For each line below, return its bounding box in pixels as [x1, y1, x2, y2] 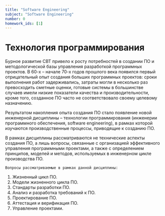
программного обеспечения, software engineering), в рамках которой [5, 120, 153, 126]
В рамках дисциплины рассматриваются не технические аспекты [5, 135, 145, 141]
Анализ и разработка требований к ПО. [12, 190, 96, 196]
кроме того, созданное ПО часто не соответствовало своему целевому [5, 95, 158, 101]
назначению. [5, 100, 33, 106]
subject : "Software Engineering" [5, 12, 74, 17]
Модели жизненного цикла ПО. [12, 179, 79, 185]
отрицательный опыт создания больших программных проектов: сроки [5, 74, 157, 80]
